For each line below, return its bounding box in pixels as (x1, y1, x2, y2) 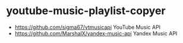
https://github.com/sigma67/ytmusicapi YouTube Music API (14, 24, 161, 31)
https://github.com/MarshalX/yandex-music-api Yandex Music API (14, 29, 178, 37)
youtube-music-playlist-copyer (6, 4, 166, 18)
